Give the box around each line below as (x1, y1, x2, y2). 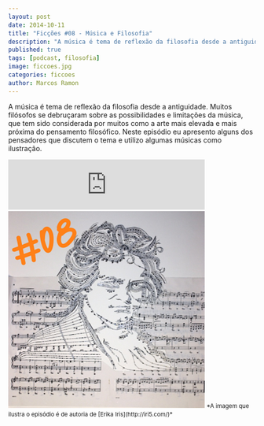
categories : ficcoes (8, 71, 76, 79)
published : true (8, 46, 61, 54)
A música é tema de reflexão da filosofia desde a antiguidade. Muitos (8, 102, 233, 111)
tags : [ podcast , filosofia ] (8, 54, 101, 62)
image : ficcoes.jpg (8, 63, 72, 71)
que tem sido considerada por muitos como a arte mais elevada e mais (8, 118, 237, 128)
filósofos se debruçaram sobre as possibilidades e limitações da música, (8, 110, 244, 120)
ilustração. (8, 143, 42, 153)
